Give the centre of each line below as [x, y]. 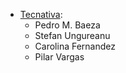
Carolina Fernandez [75, 46]
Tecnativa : [41, 14]
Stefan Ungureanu [72, 35]
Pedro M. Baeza [67, 25]
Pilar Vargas [59, 57]
